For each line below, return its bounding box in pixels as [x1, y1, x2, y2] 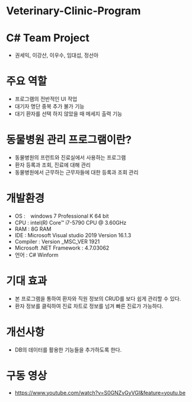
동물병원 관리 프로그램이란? [6, 133, 132, 146]
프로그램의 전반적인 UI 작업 [14, 95, 78, 103]
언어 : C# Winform [14, 251, 59, 259]
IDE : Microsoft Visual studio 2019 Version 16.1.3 [14, 231, 132, 238]
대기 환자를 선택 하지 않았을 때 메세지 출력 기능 [14, 110, 123, 117]
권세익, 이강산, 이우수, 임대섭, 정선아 [14, 52, 99, 59]
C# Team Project [6, 31, 90, 45]
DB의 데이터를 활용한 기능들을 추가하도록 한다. [14, 346, 122, 353]
